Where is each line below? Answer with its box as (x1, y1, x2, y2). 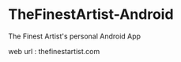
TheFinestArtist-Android (8, 5, 174, 24)
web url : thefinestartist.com (8, 46, 100, 56)
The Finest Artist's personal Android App (8, 31, 141, 41)
